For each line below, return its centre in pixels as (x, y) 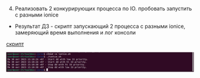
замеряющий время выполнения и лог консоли (75, 32)
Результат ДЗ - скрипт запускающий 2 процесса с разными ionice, (100, 26)
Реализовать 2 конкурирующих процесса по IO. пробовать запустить (103, 9)
